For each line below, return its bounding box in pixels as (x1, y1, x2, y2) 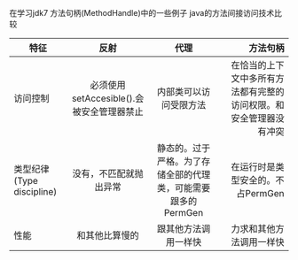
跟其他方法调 (156, 223, 211, 234)
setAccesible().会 (71, 92, 145, 104)
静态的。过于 (156, 142, 211, 154)
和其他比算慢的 (76, 229, 139, 241)
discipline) (13, 186, 58, 197)
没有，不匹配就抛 (72, 167, 144, 180)
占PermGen (236, 187, 285, 199)
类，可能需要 (156, 182, 211, 194)
